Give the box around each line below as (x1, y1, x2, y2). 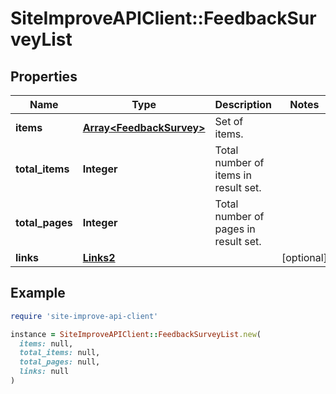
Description (214, 98, 272, 111)
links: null (19, 367, 70, 377)
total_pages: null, (19, 357, 101, 367)
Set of (214, 115, 244, 128)
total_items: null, (19, 348, 101, 358)
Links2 (82, 251, 116, 264)
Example (10, 285, 66, 302)
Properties (10, 68, 78, 85)
